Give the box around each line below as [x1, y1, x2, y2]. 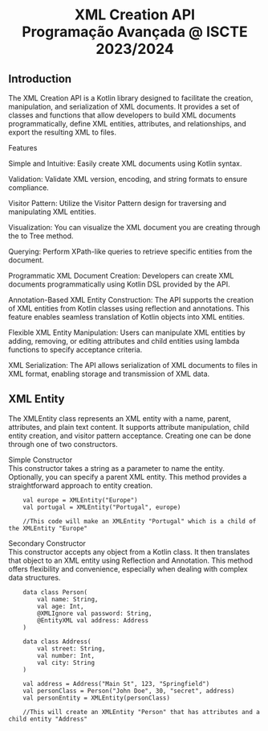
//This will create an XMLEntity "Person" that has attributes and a [22, 708, 261, 716]
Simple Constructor [8, 455, 73, 465]
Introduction [8, 72, 72, 85]
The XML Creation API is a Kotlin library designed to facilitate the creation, [8, 93, 254, 102]
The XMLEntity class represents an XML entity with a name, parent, [8, 413, 231, 423]
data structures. [8, 572, 61, 582]
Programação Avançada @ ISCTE [21, 23, 249, 41]
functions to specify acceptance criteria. [8, 345, 143, 354]
